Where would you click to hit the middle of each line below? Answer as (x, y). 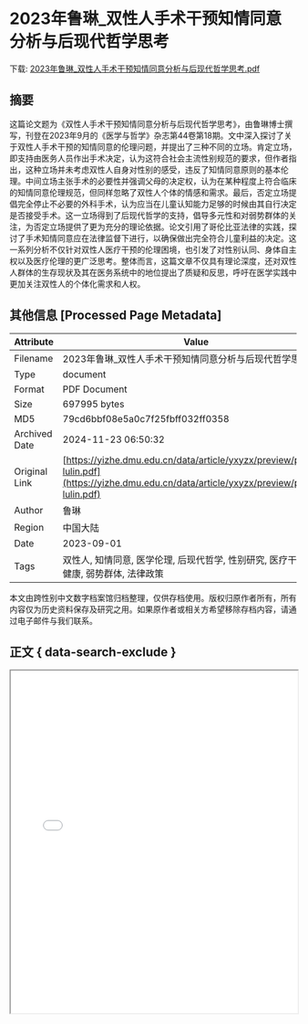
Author (29, 510)
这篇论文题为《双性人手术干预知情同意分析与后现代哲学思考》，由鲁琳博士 (147, 123)
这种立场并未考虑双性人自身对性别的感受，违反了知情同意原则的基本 (153, 169)
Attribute (34, 342)
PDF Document (95, 389)
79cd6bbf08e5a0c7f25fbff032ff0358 (146, 418)
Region (29, 527)
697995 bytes (93, 404)
